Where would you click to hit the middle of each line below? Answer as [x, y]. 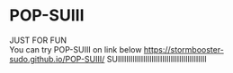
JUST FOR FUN [38, 40]
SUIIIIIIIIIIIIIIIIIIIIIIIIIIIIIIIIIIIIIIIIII [157, 59]
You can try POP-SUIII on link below [76, 49]
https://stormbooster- [184, 49]
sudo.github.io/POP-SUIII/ [57, 59]
